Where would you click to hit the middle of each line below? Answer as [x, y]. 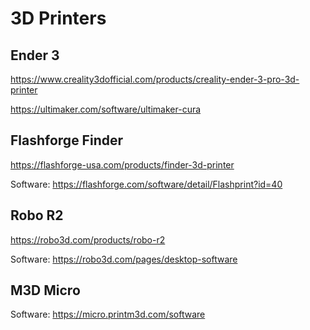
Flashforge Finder [67, 140]
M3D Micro [45, 290]
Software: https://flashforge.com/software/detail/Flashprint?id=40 [146, 184]
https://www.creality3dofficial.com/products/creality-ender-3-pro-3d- [155, 79]
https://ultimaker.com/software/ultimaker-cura [106, 109]
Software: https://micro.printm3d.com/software [108, 314]
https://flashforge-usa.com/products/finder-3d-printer [122, 164]
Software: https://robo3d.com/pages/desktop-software [124, 259]
